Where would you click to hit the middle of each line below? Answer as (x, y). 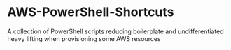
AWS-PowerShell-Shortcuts (91, 12)
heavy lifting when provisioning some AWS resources (84, 38)
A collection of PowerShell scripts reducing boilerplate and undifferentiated (115, 31)
